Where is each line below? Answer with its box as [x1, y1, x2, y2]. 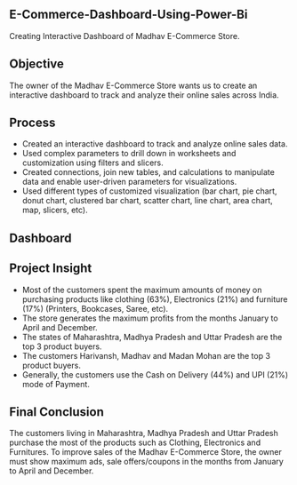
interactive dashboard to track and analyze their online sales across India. [9, 89, 279, 100]
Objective [9, 57, 65, 72]
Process [9, 115, 56, 131]
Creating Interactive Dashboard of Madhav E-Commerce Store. [9, 30, 240, 41]
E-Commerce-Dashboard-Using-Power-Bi [9, 7, 248, 22]
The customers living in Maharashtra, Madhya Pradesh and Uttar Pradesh [9, 428, 278, 439]
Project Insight [9, 261, 92, 276]
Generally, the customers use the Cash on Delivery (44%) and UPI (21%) [21, 369, 289, 380]
